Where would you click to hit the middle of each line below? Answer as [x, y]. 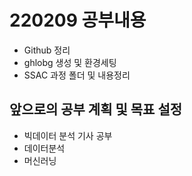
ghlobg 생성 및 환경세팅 [70, 62]
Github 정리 [47, 50]
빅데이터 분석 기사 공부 [68, 135]
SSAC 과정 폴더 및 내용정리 [77, 75]
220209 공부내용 [78, 20]
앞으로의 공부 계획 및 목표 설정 [96, 109]
